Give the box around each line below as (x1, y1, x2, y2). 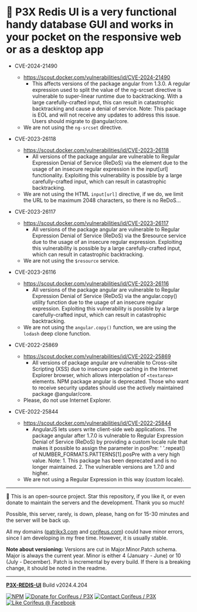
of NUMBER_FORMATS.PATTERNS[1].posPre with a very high (32, 451, 180, 458)
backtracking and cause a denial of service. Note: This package (32, 105, 186, 112)
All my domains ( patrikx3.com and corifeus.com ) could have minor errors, (6, 528, 185, 535)
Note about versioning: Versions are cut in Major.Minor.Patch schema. (6, 545, 177, 553)
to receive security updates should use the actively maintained (32, 384, 184, 391)
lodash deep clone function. (23, 330, 91, 337)
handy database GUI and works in (6, 18, 174, 31)
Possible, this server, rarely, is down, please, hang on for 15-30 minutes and (6, 510, 189, 517)
